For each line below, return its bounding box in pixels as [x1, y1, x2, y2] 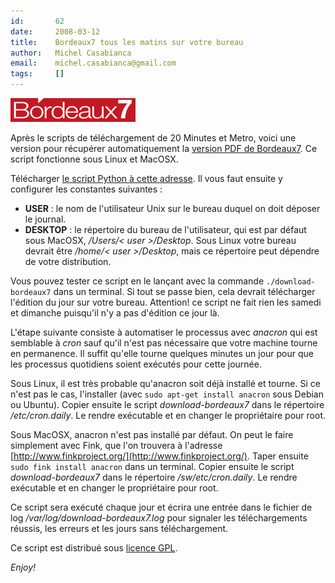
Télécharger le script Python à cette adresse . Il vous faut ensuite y [10, 173, 283, 184]
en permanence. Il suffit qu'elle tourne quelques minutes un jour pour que [10, 348, 315, 359]
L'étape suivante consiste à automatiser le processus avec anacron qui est [10, 326, 318, 338]
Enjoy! [10, 561, 37, 573]
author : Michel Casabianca [10, 48, 132, 58]
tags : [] [10, 69, 65, 79]
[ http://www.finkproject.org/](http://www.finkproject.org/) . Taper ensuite [10, 450, 309, 462]
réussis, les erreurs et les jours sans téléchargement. [10, 523, 229, 534]
